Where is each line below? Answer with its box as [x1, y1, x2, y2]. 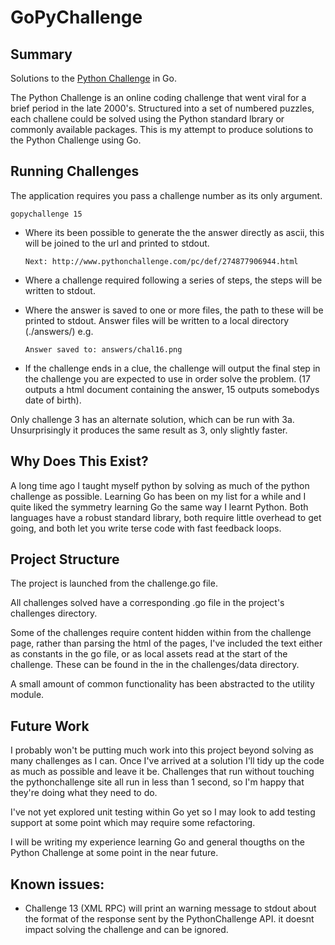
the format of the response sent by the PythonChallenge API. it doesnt [24, 913, 315, 925]
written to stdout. [24, 284, 96, 296]
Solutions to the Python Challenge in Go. [10, 72, 177, 84]
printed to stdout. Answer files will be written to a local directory [24, 314, 290, 326]
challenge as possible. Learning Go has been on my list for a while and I [10, 490, 307, 502]
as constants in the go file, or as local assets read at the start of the [10, 648, 288, 660]
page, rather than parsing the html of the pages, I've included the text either [10, 637, 323, 650]
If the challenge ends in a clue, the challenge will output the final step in [24, 362, 321, 374]
